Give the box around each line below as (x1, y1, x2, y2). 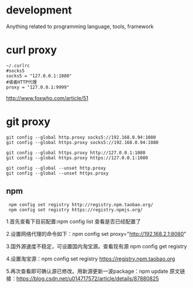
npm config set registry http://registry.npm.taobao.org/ (8, 201, 154, 208)
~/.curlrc (6, 63, 31, 68)
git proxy (6, 115, 51, 129)
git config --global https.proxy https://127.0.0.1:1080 (6, 155, 148, 161)
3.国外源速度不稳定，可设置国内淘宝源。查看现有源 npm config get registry (6, 242, 187, 249)
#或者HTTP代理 (6, 79, 37, 85)
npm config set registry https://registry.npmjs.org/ (8, 207, 143, 212)
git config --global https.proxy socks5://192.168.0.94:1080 (6, 139, 159, 145)
